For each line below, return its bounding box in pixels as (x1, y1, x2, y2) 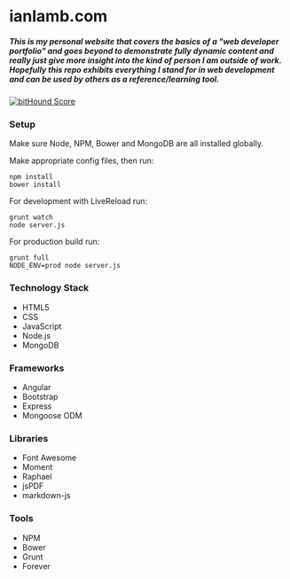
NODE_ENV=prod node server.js (9, 262, 121, 270)
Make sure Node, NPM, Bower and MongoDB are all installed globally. (9, 138, 264, 149)
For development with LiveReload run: (9, 196, 148, 207)
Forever (21, 560, 51, 571)
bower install (9, 180, 62, 190)
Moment (21, 462, 53, 473)
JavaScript (21, 321, 62, 332)
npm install (9, 173, 53, 182)
